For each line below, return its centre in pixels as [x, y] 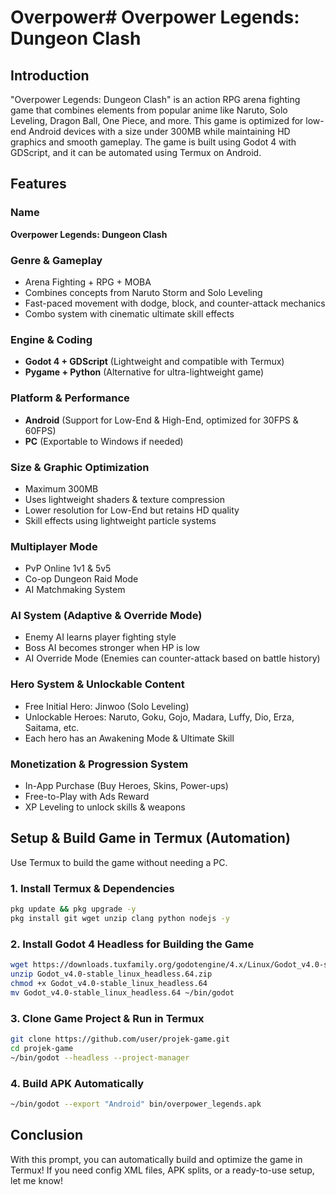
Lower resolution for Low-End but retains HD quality [132, 510]
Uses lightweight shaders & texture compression [124, 499]
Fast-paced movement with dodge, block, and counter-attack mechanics [175, 303]
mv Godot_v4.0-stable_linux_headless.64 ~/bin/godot [122, 992]
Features [38, 184]
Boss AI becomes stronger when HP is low [112, 648]
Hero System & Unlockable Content [97, 684]
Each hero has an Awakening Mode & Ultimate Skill [129, 738]
